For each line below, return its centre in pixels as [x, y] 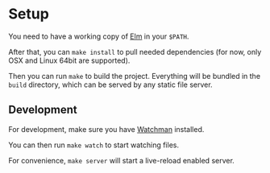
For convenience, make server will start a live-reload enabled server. [122, 160]
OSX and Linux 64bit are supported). [69, 60]
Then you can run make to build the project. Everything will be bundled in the [134, 76]
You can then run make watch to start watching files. [94, 145]
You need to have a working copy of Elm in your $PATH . [99, 36]
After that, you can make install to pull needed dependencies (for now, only [135, 51]
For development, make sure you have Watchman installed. [106, 129]
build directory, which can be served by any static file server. [110, 84]
